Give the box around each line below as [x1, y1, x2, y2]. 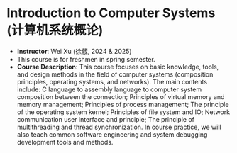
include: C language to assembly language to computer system [16, 85, 202, 93]
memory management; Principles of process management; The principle [16, 100, 229, 108]
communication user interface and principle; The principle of [16, 115, 194, 123]
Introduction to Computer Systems [6, 5, 216, 21]
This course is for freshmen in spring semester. [16, 55, 155, 63]
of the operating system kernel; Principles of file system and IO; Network [16, 108, 231, 116]
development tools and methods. [16, 137, 114, 146]
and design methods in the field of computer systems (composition [16, 69, 214, 79]
